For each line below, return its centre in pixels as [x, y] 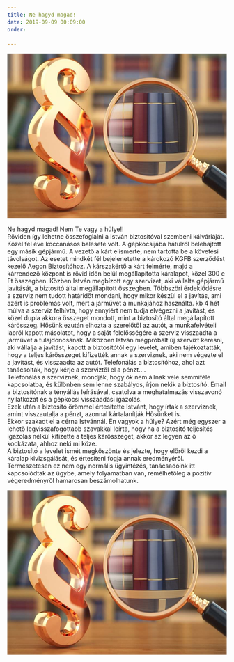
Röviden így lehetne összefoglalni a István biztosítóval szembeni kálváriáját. [116, 237]
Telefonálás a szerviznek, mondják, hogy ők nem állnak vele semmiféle [109, 377]
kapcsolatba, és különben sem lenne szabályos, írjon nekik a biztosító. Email [117, 385]
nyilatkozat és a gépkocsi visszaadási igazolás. [75, 400]
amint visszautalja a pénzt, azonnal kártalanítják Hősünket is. [94, 414]
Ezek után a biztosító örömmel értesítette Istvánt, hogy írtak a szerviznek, [112, 407]
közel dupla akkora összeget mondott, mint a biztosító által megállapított [111, 318]
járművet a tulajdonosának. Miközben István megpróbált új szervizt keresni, [116, 340]
